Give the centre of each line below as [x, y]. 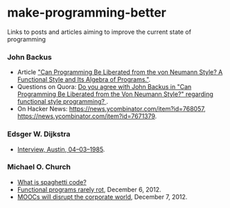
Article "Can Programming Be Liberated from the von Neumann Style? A [120, 72]
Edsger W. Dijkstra [39, 134]
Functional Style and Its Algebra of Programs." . [84, 79]
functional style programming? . [63, 102]
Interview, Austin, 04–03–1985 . [61, 149]
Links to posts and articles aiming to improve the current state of [99, 32]
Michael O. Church [39, 167]
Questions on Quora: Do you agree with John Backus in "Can [104, 87]
